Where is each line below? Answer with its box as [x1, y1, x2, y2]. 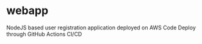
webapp [6, 4, 49, 18]
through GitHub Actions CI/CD [6, 30, 82, 37]
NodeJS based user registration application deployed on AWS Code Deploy [6, 24, 197, 31]
